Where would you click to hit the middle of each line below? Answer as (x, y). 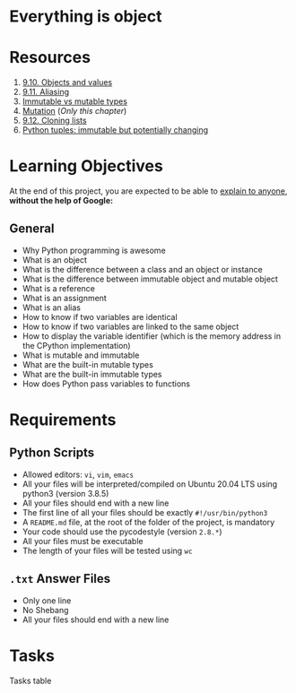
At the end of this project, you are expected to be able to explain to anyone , (148, 191)
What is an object (55, 260)
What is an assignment (65, 298)
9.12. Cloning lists (54, 121)
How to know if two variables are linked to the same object (131, 326)
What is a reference (59, 288)
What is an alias (51, 308)
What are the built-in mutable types (88, 364)
